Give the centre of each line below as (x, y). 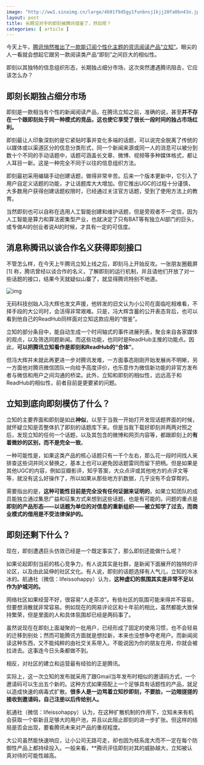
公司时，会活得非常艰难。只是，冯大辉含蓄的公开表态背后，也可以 (115, 311)
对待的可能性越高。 (35, 755)
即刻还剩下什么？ (38, 535)
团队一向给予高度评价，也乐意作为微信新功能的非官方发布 (126, 367)
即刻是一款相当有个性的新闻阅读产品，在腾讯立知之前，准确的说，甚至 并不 (99, 112)
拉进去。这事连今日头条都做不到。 (49, 650)
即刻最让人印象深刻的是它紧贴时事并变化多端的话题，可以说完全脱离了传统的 (102, 140)
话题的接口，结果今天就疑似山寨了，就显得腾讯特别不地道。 (86, 279)
